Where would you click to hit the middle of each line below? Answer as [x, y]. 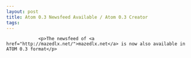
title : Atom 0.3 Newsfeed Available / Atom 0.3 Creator [77, 17]
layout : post [22, 12]
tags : [13, 22]
